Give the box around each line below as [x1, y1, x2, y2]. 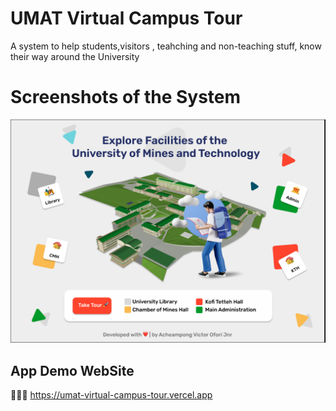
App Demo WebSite [10, 362, 135, 379]
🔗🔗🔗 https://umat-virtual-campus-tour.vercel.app [10, 389, 213, 401]
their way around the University [10, 50, 140, 62]
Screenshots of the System [10, 86, 242, 109]
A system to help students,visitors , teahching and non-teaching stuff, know [10, 40, 322, 52]
